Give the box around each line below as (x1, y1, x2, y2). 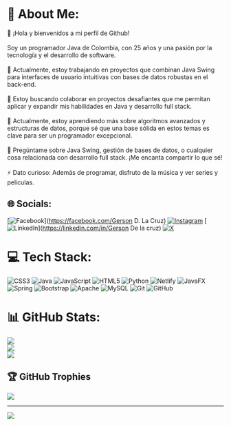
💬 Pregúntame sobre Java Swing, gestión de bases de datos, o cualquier (7, 146, 213, 154)
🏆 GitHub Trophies (7, 371, 91, 383)
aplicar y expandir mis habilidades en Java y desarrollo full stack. (7, 102, 192, 110)
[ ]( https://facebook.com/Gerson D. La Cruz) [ (7, 216, 208, 224)
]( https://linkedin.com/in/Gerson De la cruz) (37, 224, 162, 232)
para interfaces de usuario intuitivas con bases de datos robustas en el (7, 72, 208, 81)
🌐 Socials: (7, 198, 52, 210)
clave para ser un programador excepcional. (7, 131, 133, 140)
